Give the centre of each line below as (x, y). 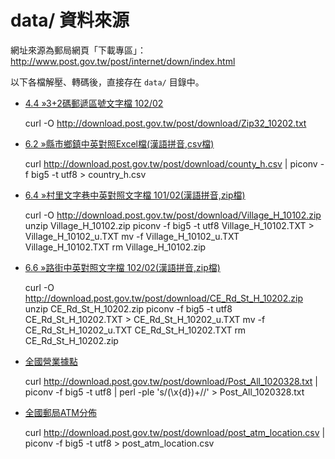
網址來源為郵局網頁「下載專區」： (78, 50)
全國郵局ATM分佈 (60, 412)
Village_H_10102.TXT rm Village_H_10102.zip (115, 247)
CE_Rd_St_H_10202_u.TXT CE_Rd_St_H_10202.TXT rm (135, 330)
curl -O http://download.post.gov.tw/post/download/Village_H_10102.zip (173, 215)
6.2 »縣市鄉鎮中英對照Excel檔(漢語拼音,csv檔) (119, 143)
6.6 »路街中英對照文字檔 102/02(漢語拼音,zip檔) (122, 267)
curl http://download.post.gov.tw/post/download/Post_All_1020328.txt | (171, 381)
